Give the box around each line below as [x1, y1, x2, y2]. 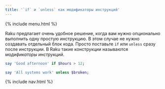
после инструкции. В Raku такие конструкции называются [5, 46, 129, 52]
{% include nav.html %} [5, 79, 53, 85]
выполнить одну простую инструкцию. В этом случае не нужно [5, 36, 140, 42]
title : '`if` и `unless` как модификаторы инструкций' [5, 7, 120, 12]
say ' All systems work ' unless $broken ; [5, 70, 90, 75]
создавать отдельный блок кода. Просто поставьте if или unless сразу [5, 41, 156, 47]
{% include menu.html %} [5, 21, 58, 27]
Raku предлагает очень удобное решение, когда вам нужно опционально [5, 30, 161, 36]
